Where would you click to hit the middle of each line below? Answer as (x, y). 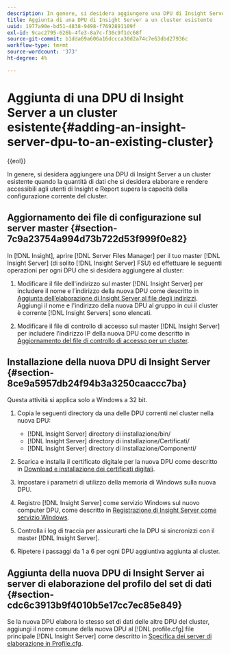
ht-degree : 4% (27, 58)
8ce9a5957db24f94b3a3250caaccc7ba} (97, 383)
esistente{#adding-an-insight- (97, 127)
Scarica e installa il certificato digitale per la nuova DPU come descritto (117, 462)
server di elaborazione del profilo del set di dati (110, 584)
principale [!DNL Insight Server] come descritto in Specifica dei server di (110, 636)
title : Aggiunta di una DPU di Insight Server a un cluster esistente (110, 20)
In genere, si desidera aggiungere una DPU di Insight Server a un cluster (109, 174)
